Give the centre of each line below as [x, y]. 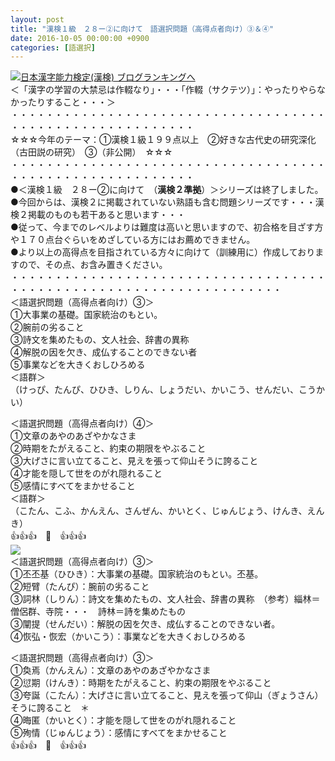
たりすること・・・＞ [71, 102]
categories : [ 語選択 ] [53, 47]
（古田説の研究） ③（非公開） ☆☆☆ [91, 152]
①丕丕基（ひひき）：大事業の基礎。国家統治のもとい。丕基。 [137, 574]
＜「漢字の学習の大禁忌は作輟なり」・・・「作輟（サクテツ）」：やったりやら [163, 90]
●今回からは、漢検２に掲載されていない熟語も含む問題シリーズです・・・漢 [167, 202]
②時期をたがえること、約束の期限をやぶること [108, 448]
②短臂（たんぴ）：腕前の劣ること [80, 587]
